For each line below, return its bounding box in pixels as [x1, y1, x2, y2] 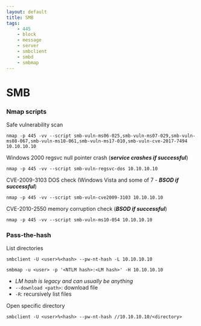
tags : [6, 20, 20, 26]
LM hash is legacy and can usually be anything [14, 278, 133, 285]
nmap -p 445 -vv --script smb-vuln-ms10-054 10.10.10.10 [6, 216, 153, 223]
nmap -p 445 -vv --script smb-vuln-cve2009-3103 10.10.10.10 [6, 195, 164, 201]
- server [17, 43, 39, 49]
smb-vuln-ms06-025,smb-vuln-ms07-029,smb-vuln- [73, 133, 196, 139]
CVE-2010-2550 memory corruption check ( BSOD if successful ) [6, 205, 167, 212]
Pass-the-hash [6, 231, 51, 239]
